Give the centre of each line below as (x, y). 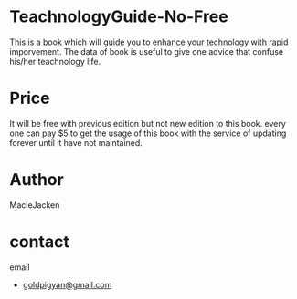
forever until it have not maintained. (76, 142)
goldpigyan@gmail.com (67, 284)
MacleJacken (35, 205)
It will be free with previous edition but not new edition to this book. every (148, 123)
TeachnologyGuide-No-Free (119, 17)
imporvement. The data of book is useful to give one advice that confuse (147, 51)
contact (40, 242)
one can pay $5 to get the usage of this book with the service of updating (148, 133)
